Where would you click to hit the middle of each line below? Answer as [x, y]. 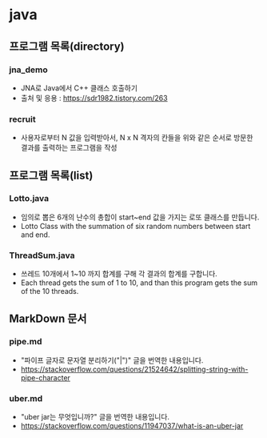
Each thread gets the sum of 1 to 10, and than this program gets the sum [139, 283]
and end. [35, 235]
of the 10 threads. [50, 291]
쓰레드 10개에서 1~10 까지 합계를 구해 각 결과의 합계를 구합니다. [119, 274]
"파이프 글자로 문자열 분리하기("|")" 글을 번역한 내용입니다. [112, 360]
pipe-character [46, 377]
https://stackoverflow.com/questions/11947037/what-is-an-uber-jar [132, 426]
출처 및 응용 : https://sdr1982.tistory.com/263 [94, 98]
